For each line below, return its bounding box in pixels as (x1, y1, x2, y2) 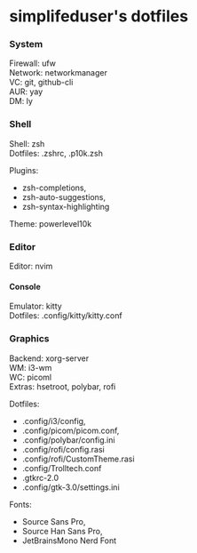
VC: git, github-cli (9, 77, 74, 88)
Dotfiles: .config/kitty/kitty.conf (9, 310, 122, 321)
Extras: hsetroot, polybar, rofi (9, 381, 116, 392)
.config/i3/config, (21, 415, 86, 426)
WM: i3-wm (9, 362, 52, 373)
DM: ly (9, 96, 34, 107)
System (9, 38, 43, 51)
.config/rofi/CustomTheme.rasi (21, 453, 135, 464)
